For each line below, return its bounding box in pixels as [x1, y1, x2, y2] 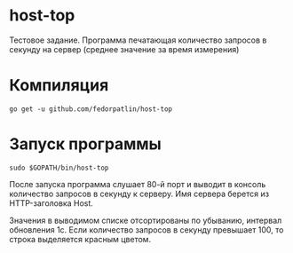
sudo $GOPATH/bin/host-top [9, 163, 109, 172]
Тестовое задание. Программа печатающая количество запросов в [9, 35, 267, 45]
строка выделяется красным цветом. [9, 233, 152, 244]
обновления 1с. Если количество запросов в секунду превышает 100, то [9, 224, 284, 235]
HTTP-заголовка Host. [9, 197, 93, 209]
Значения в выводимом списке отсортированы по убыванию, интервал [9, 215, 282, 225]
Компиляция [9, 75, 109, 96]
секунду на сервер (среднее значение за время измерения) [9, 43, 240, 54]
